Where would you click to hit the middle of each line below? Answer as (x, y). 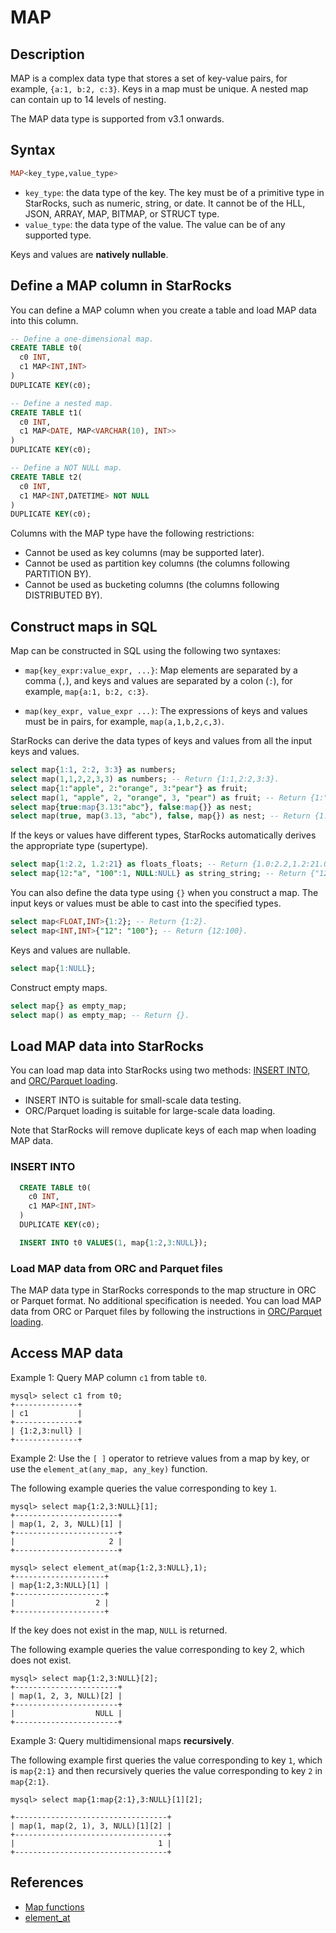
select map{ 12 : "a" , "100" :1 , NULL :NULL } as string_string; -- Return (158, 874)
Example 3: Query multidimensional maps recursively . (122, 1740)
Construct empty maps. (59, 987)
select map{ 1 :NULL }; (53, 968)
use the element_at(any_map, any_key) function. (109, 1468)
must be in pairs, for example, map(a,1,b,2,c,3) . (124, 722)
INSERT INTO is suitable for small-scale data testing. (133, 1100)
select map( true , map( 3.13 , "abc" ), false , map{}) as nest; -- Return (160, 816)
